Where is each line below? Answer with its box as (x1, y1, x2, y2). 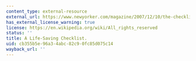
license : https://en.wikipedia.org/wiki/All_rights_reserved (6, 24, 158, 31)
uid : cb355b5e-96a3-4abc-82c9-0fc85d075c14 (6, 41, 114, 47)
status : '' (6, 30, 33, 36)
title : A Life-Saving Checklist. (6, 35, 87, 41)
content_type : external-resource (6, 8, 87, 15)
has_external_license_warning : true (6, 19, 95, 25)
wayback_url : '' (6, 46, 45, 52)
